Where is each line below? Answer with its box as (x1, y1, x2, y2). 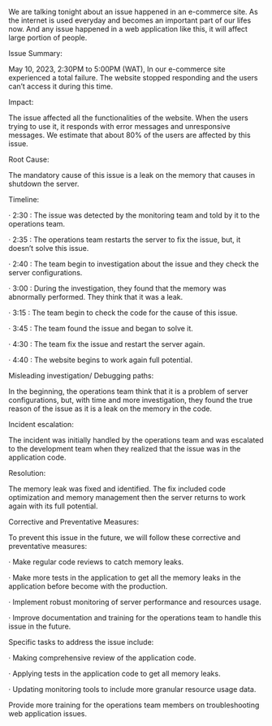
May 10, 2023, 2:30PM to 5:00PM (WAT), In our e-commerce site (8, 64, 226, 74)
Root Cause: (8, 154, 50, 164)
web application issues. (8, 709, 88, 718)
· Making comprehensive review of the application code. (8, 653, 196, 663)
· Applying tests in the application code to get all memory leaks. (8, 669, 221, 678)
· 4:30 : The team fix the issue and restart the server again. (8, 339, 205, 348)
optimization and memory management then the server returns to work (8, 493, 246, 502)
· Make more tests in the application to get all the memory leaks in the (8, 573, 241, 582)
